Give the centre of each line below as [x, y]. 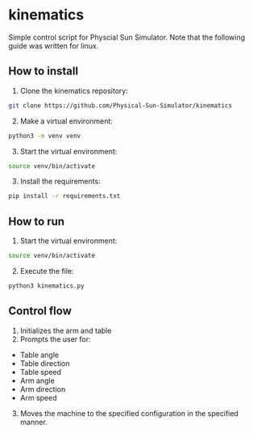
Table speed [41, 372]
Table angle [39, 355]
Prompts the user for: [55, 339]
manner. [34, 422]
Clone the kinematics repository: [74, 90]
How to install [44, 71]
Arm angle [37, 380]
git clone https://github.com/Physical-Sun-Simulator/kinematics [120, 105]
